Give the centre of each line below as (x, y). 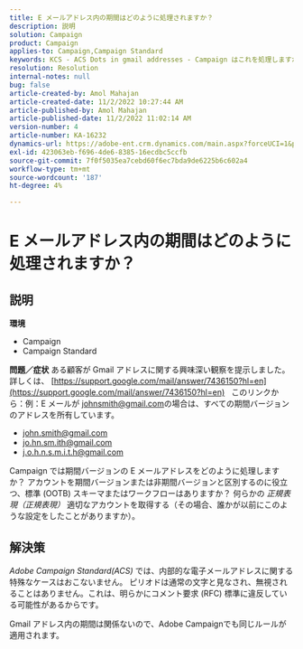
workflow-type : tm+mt (50, 169)
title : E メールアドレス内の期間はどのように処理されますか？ (111, 18)
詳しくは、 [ (32, 381)
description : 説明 (42, 26)
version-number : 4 (44, 127)
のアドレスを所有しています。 (64, 415)
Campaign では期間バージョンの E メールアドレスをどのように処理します (145, 471)
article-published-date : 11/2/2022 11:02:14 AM (101, 118)
